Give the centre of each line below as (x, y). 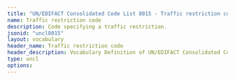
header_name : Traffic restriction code (65, 46)
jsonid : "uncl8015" (36, 33)
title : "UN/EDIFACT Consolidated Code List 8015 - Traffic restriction (114, 14)
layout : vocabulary (36, 40)
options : (20, 65)
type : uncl (23, 59)
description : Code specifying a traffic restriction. (87, 26)
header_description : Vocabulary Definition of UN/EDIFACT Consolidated (114, 53)
